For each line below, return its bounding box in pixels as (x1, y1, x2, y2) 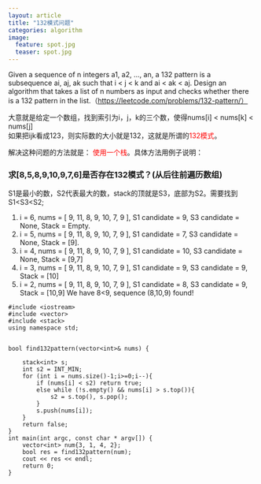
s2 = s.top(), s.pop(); (50, 393, 128, 401)
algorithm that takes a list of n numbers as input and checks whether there (8, 87, 249, 95)
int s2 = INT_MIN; (22, 366, 83, 374)
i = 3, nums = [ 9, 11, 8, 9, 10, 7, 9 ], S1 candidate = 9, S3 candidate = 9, (19, 263, 248, 273)
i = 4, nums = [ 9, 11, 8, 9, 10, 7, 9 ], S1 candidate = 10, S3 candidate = (19, 246, 243, 256)
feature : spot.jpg (15, 41, 76, 49)
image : (8, 33, 30, 42)
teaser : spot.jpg (15, 48, 72, 56)
